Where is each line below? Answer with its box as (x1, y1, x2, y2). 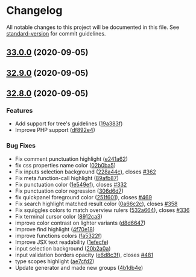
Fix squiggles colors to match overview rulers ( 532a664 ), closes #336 (14, 206, 190, 214)
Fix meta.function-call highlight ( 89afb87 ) (14, 174, 119, 181)
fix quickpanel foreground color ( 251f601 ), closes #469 (14, 193, 153, 201)
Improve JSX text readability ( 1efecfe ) (14, 238, 109, 246)
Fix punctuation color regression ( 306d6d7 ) (14, 187, 124, 195)
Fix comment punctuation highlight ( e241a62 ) (14, 155, 128, 163)
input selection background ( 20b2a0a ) (14, 244, 111, 252)
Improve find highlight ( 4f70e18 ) (14, 225, 95, 232)
